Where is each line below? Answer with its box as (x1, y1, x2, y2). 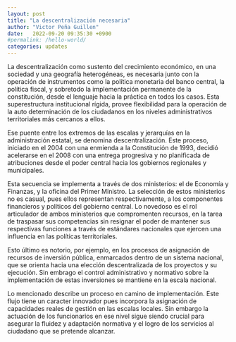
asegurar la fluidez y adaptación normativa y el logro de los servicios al (7, 319, 214, 328)
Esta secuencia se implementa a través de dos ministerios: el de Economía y (7, 180, 229, 188)
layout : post (7, 10, 46, 18)
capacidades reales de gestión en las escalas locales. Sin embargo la (7, 305, 209, 312)
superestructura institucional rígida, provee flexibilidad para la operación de (7, 100, 227, 108)
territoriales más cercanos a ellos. (7, 115, 106, 123)
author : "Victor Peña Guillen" (7, 23, 99, 30)
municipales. (7, 166, 44, 174)
